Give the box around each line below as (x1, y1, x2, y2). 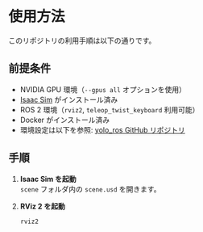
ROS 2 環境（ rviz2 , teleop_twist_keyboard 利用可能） (19, 104, 200, 114)
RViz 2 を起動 (19, 201, 66, 211)
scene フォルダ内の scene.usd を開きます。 (19, 183, 161, 194)
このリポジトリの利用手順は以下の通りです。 (8, 36, 156, 45)
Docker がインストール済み (19, 115, 110, 124)
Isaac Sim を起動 (19, 174, 77, 183)
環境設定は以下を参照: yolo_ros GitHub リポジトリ (19, 124, 185, 134)
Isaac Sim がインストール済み (19, 95, 118, 104)
